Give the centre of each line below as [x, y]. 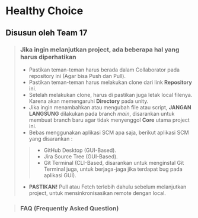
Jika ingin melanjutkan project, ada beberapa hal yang [100, 50]
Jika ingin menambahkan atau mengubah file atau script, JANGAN [110, 107]
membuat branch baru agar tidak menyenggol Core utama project [109, 120]
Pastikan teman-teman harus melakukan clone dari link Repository [110, 82]
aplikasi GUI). [60, 175]
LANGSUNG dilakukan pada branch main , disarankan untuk [102, 113]
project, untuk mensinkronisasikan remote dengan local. [98, 193]
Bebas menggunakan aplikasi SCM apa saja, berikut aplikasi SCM [109, 132]
